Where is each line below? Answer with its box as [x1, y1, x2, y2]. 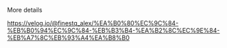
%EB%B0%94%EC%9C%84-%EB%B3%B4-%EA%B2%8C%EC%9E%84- [7, 27, 220, 34]
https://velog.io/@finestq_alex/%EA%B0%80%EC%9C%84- [7, 19, 179, 27]
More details [7, 6, 43, 14]
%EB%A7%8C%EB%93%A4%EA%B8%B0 [7, 34, 130, 42]
